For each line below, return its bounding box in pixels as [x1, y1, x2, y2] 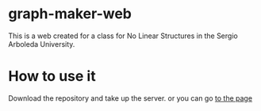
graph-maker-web [8, 5, 132, 23]
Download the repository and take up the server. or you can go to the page [8, 93, 252, 103]
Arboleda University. [8, 39, 75, 48]
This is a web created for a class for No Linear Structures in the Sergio [8, 31, 238, 40]
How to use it [8, 67, 97, 86]
